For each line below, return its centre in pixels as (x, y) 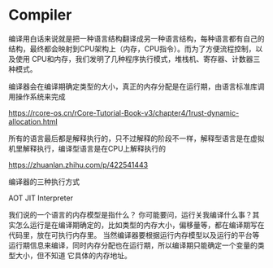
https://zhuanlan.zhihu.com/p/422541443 (78, 165)
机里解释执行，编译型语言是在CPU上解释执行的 (87, 148)
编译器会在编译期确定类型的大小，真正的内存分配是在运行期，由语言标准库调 (136, 86)
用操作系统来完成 (37, 96)
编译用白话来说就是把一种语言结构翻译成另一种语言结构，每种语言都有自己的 (136, 38)
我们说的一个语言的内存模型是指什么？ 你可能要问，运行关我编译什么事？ (130, 214)
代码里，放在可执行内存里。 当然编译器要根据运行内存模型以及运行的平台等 (134, 235)
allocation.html (33, 121)
